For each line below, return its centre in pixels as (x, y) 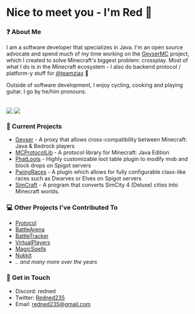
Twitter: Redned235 (40, 298)
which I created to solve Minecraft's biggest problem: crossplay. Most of (97, 60)
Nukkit (23, 255)
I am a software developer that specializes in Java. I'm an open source (95, 48)
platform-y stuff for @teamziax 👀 (48, 73)
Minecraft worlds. (37, 191)
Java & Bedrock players (45, 146)
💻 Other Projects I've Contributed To (62, 207)
